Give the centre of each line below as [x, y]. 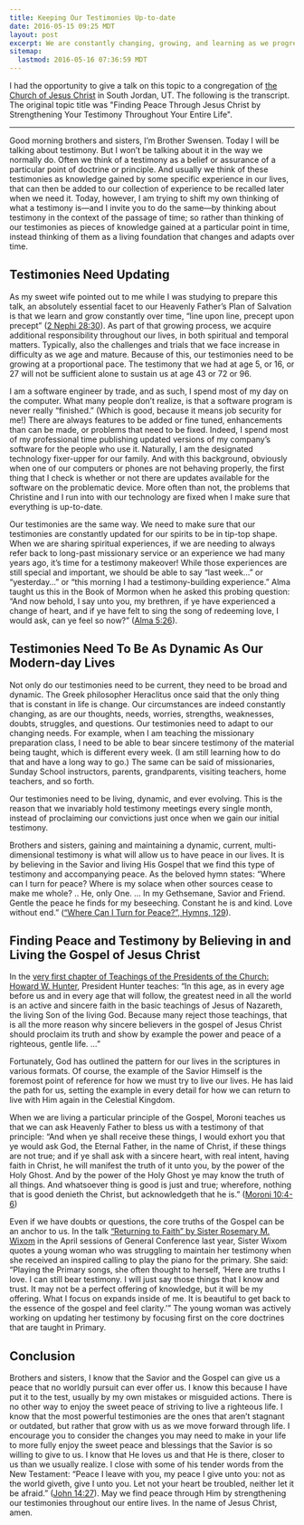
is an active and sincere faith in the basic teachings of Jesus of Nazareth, [146, 1005]
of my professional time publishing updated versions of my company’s [140, 439]
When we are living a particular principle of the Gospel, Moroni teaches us [148, 1117]
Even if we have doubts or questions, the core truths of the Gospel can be [147, 1222]
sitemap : [26, 52]
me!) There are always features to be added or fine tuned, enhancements [146, 420]
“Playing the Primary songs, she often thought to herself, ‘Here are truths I [147, 1270]
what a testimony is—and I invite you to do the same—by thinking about [143, 208]
